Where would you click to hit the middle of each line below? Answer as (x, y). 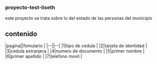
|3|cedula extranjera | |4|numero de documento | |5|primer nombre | (75, 51)
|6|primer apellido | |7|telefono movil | (44, 57)
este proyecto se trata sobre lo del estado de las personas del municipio (79, 18)
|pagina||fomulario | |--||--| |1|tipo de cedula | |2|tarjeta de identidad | (76, 46)
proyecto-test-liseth (30, 7)
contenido (21, 34)
